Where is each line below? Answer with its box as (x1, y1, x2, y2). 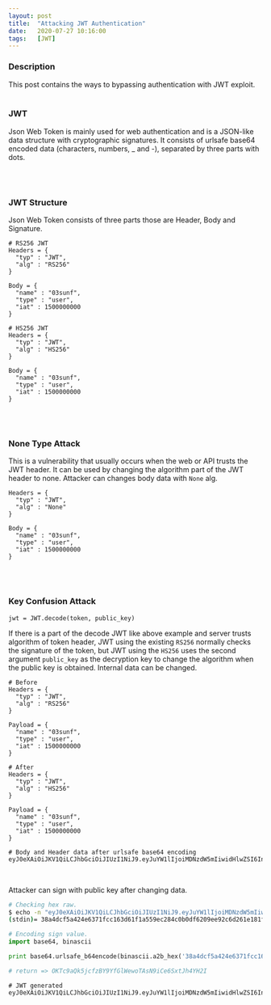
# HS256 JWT (8, 324, 48, 332)
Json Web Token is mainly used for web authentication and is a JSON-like (8, 126, 254, 136)
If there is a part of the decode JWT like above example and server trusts (8, 628, 252, 638)
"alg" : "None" (15, 503, 67, 512)
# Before (8, 678, 38, 686)
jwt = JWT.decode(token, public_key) (8, 614, 135, 623)
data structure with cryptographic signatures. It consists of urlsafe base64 (8, 135, 256, 145)
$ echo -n (8, 908, 42, 916)
